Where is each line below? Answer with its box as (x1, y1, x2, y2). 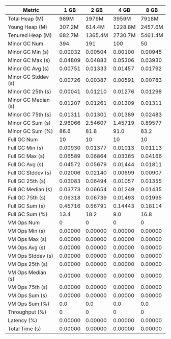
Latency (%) (8, 317, 38, 324)
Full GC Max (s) (8, 153, 45, 160)
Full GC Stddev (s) (8, 169, 52, 176)
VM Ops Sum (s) (8, 292, 47, 299)
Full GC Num (8, 136, 38, 143)
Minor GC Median (8, 97, 50, 103)
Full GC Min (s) (8, 144, 44, 151)
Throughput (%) (8, 309, 47, 315)
